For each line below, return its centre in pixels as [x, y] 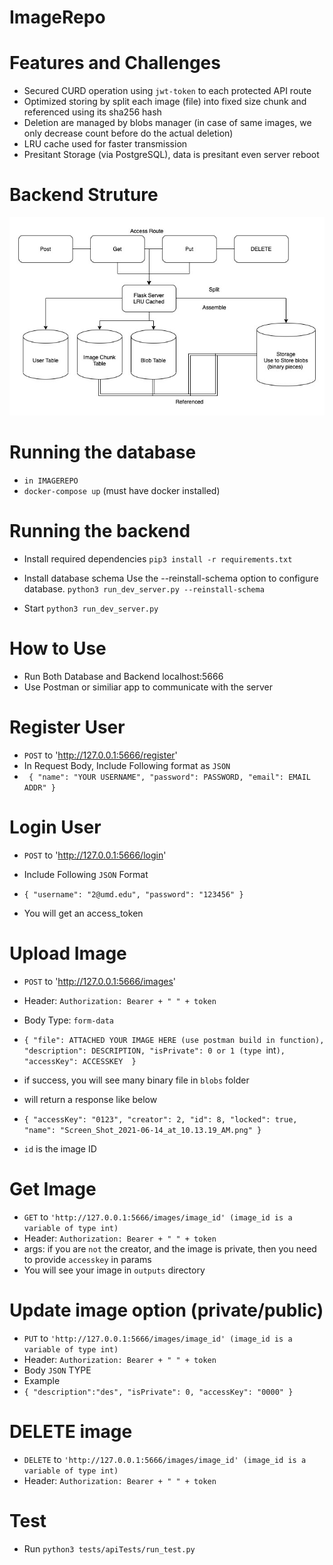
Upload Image [68, 953]
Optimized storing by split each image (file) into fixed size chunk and [165, 102]
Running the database [103, 452]
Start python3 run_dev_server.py [91, 608]
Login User [55, 827]
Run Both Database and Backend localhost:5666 [123, 676]
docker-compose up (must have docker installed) [122, 491]
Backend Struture [84, 195]
